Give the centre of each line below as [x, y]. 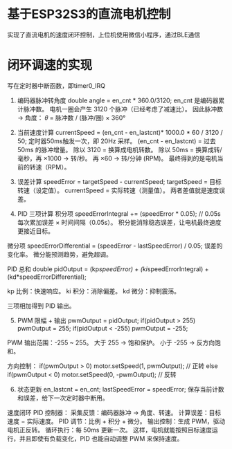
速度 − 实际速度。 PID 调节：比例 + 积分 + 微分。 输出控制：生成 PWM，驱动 [116, 421]
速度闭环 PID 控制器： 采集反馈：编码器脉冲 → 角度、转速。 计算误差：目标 [114, 412]
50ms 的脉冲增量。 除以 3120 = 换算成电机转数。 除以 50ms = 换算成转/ [120, 149]
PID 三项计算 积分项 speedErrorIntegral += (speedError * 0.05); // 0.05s [119, 213]
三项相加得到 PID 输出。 [41, 306]
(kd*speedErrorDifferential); [47, 277]
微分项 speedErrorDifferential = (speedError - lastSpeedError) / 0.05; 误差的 [115, 246]
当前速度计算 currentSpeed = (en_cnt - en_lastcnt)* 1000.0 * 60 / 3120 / [120, 132]
